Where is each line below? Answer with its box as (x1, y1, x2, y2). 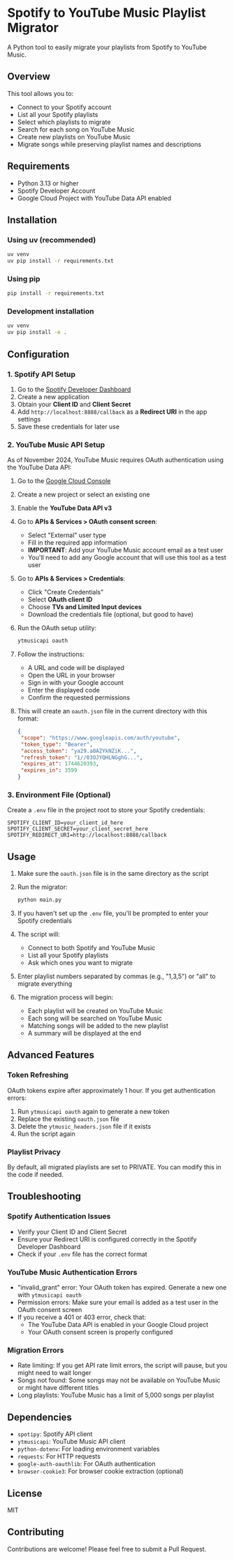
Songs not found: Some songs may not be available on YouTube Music (17, 1376, 221, 1384)
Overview (7, 71, 51, 83)
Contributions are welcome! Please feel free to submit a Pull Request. (7, 1545, 207, 1553)
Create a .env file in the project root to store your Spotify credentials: (7, 806, 205, 814)
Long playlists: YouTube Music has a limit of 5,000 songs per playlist (17, 1391, 214, 1400)
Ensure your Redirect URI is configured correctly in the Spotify (17, 1234, 197, 1244)
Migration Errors (7, 1345, 64, 1355)
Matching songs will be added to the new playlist (27, 1022, 169, 1030)
